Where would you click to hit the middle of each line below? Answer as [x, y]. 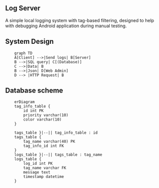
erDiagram [25, 102]
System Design [29, 41]
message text [37, 172]
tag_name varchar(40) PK [49, 142]
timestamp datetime [44, 177]
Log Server [23, 8]
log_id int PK [38, 164]
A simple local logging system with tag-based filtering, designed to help [80, 20]
